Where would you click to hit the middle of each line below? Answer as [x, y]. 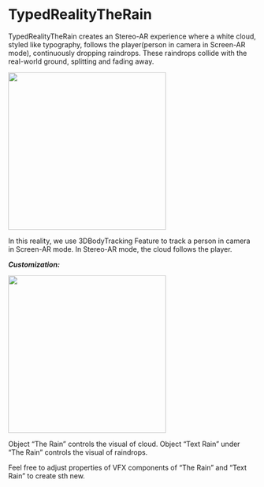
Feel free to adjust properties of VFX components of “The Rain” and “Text [127, 467]
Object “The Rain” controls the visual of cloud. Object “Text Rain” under [124, 444]
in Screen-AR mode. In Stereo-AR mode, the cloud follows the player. [120, 249]
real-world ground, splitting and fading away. [81, 61]
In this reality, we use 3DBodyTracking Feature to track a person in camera [129, 241]
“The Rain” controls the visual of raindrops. [78, 452]
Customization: [34, 264]
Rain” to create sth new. [46, 476]
